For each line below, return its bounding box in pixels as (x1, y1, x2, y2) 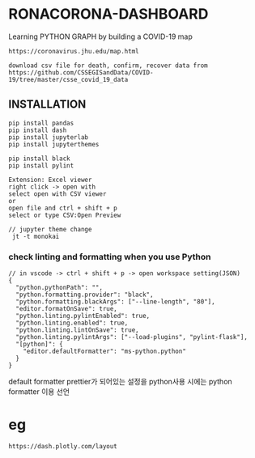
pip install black (8, 155, 70, 163)
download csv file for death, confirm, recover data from (8, 61, 208, 70)
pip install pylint (8, 161, 74, 170)
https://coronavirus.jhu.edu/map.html (8, 47, 139, 55)
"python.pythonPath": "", (15, 284, 104, 292)
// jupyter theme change (8, 225, 92, 233)
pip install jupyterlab (8, 133, 89, 142)
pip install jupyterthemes (8, 140, 100, 148)
